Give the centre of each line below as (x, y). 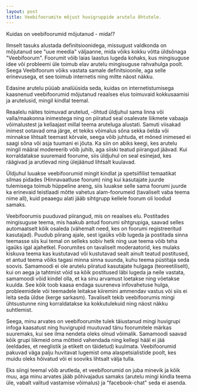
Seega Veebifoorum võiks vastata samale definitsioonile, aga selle (86, 70)
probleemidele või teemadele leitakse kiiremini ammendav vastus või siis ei (97, 291)
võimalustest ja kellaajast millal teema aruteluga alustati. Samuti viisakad (94, 124)
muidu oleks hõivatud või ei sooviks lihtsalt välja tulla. (71, 358)
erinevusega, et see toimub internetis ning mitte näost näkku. (80, 77)
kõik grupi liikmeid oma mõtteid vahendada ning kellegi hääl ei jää (86, 340)
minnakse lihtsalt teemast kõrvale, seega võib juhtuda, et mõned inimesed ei (98, 137)
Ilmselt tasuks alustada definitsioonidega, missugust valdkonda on (86, 45)
